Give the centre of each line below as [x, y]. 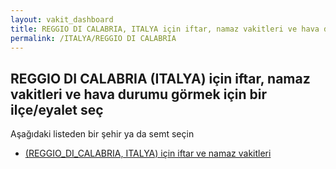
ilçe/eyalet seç [57, 109]
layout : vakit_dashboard [62, 19]
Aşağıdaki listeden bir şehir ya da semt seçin [102, 134]
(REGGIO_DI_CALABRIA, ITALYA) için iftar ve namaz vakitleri [148, 153]
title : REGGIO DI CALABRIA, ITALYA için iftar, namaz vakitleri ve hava [165, 29]
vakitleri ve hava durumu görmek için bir [138, 94]
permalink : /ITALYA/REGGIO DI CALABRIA [93, 38]
